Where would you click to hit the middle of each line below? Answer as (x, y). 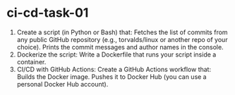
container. (31, 61)
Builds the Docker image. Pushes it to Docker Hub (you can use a (112, 76)
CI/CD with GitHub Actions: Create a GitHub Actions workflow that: (114, 69)
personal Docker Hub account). (62, 84)
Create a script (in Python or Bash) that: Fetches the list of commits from (122, 32)
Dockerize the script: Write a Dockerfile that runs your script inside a (116, 54)
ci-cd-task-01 (48, 13)
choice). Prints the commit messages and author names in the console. (120, 47)
